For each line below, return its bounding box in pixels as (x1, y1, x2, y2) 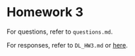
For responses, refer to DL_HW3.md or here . (6, 41, 128, 49)
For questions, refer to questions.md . (6, 27, 113, 36)
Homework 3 (6, 4, 84, 20)
